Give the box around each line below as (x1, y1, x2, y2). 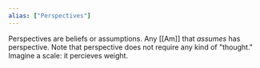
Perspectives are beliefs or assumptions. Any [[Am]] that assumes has (8, 34, 241, 43)
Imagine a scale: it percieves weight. (8, 50, 129, 60)
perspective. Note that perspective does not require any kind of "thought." (8, 42, 254, 52)
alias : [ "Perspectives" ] (8, 11, 91, 20)
